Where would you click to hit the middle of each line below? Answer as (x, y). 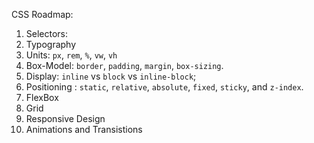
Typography (51, 44)
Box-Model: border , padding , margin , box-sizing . (124, 65)
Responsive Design (65, 118)
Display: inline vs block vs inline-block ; (111, 76)
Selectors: (47, 33)
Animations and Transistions (84, 129)
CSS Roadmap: (42, 14)
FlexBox (42, 97)
